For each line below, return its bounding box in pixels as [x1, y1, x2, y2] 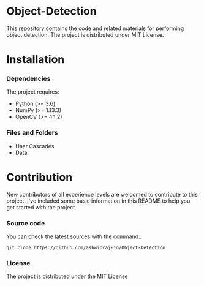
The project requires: [6, 88, 59, 96]
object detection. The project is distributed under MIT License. [6, 31, 164, 38]
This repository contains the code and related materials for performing [6, 24, 184, 32]
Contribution [6, 170, 73, 184]
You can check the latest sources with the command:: [6, 233, 142, 240]
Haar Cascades [15, 142, 55, 149]
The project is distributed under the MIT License [6, 273, 129, 280]
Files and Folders [6, 129, 58, 137]
